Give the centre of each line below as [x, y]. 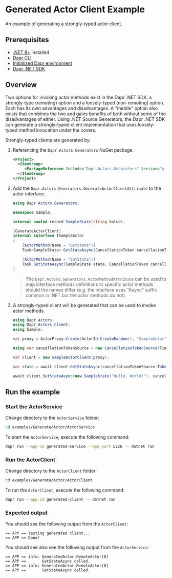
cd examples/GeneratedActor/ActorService [50, 427]
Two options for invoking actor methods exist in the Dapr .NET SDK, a [79, 97]
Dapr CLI [22, 58]
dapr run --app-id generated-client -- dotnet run [60, 500]
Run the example [33, 392]
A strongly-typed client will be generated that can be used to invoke [84, 305]
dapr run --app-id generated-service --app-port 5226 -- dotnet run [80, 447]
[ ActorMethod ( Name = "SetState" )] [59, 259]
